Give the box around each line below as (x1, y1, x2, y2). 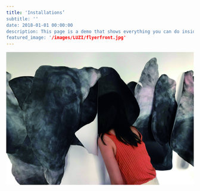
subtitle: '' (6, 15, 39, 22)
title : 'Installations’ (6, 10, 65, 15)
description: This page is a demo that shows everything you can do (6, 29, 180, 35)
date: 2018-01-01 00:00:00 (6, 22, 73, 28)
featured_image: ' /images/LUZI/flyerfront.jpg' (6, 35, 127, 41)
